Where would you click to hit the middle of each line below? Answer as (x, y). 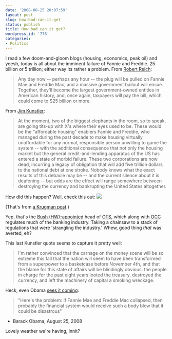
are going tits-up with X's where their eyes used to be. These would (90, 126)
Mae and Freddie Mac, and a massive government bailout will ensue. (90, 84)
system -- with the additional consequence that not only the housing (90, 148)
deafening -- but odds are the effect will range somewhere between (90, 181)
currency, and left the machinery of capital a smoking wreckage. (86, 280)
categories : (18, 39)
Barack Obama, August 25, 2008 (47, 321)
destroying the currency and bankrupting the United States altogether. (92, 186)
